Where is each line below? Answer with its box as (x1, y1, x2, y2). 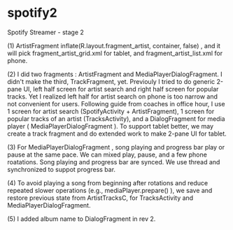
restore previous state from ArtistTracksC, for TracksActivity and (7, 194, 194, 202)
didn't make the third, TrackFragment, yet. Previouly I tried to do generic (7, 77, 216, 85)
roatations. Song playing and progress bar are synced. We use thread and (7, 157, 220, 166)
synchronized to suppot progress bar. (7, 165, 116, 173)
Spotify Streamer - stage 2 (7, 28, 84, 36)
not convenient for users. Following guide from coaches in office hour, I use (7, 99, 225, 108)
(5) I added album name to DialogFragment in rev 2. (7, 215, 156, 223)
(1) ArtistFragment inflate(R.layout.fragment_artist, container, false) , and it (7, 41, 220, 50)
